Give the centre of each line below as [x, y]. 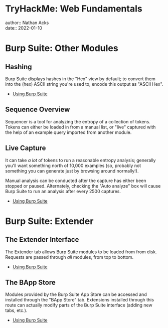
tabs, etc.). [16, 310]
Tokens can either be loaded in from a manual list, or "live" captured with [80, 127]
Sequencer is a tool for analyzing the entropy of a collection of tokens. [78, 121]
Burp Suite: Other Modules [62, 48]
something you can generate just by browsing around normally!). [72, 171]
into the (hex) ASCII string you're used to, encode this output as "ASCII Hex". [84, 84]
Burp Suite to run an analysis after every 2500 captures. [63, 191]
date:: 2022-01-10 [24, 28]
